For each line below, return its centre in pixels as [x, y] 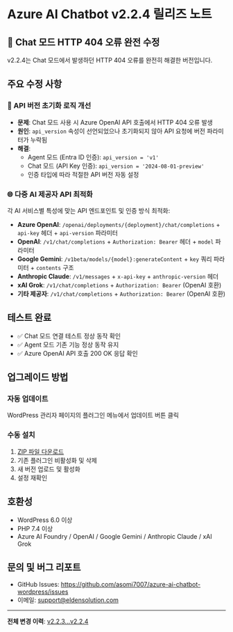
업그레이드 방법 [38, 378]
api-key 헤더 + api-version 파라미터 [67, 232]
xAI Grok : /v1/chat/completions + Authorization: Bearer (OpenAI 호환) [119, 285]
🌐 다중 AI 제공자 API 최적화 [50, 194]
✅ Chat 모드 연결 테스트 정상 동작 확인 [69, 335]
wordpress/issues [43, 592]
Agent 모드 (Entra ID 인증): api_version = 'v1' [93, 157]
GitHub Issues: [38, 585]
